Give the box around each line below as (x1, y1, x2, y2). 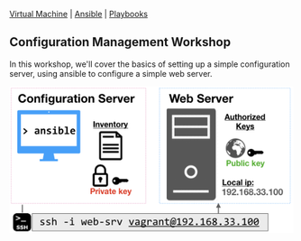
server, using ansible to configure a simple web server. (9, 68, 214, 79)
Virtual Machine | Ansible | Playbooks (9, 9, 149, 19)
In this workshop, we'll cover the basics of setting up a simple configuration (9, 59, 290, 70)
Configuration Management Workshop (9, 34, 232, 50)
